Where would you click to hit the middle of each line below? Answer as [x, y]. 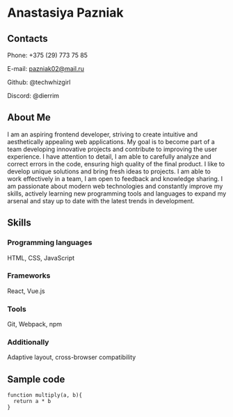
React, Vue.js [26, 291]
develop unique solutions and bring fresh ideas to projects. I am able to [109, 171]
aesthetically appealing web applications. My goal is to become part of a [111, 141]
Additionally [28, 343]
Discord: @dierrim [33, 96]
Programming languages [50, 243]
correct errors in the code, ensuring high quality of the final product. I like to [116, 164]
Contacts [28, 39]
